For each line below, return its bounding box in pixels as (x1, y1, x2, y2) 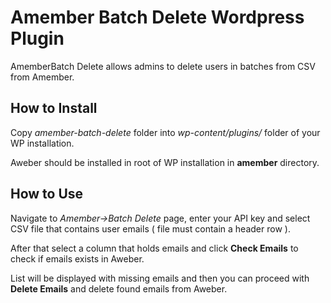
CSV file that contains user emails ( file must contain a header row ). (10, 222, 291, 235)
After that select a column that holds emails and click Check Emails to (10, 242, 299, 254)
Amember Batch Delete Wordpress (10, 6, 305, 29)
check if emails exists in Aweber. (10, 252, 145, 265)
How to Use (10, 186, 84, 203)
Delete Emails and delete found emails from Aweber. (10, 282, 228, 295)
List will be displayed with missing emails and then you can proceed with (10, 272, 310, 284)
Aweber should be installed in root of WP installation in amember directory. (10, 156, 320, 168)
